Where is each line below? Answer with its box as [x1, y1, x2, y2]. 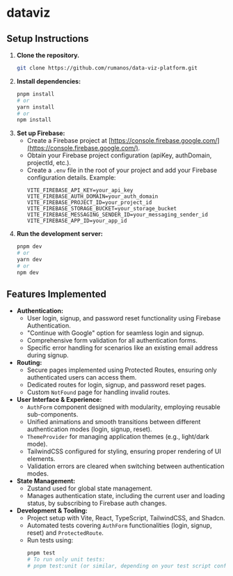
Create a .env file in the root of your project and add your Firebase [26, 166, 218, 175]
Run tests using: [26, 536, 74, 545]
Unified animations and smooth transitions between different [26, 418, 201, 426]
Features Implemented [6, 288, 107, 300]
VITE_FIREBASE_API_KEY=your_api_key [26, 187, 134, 194]
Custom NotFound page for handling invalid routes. [26, 388, 171, 396]
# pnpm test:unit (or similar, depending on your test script [26, 563, 211, 570]
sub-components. [26, 410, 79, 419]
